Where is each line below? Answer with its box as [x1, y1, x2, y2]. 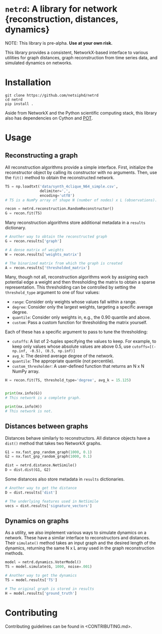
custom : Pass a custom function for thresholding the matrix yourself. [12, 320, 147, 326]
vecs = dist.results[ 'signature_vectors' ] [5, 503, 92, 508]
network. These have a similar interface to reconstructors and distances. [5, 535, 150, 541]
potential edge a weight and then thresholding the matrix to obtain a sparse [5, 279, 155, 285]
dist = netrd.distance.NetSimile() [5, 463, 77, 468]
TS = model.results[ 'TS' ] [5, 578, 57, 583]
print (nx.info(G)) [5, 391, 42, 396]
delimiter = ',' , [39, 188, 70, 193]
